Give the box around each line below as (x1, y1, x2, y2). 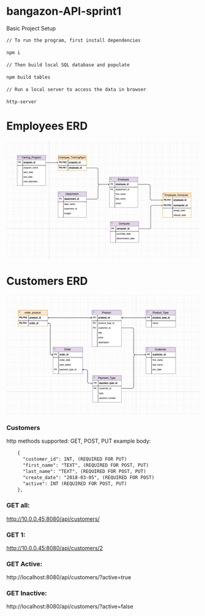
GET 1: (6, 530, 26, 539)
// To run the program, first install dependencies (6, 37, 141, 44)
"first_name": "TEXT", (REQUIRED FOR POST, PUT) (22, 462, 149, 469)
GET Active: (6, 559, 43, 568)
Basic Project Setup (6, 25, 56, 32)
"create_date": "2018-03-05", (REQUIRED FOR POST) (22, 475, 155, 481)
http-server (6, 98, 37, 105)
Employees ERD (6, 119, 88, 133)
